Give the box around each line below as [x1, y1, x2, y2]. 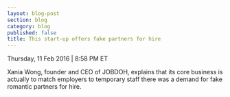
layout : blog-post [7, 10, 60, 17]
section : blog [7, 17, 48, 23]
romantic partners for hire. [7, 83, 82, 91]
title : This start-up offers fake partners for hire [7, 36, 161, 43]
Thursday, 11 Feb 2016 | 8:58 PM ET [7, 54, 108, 63]
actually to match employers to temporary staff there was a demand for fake [7, 75, 223, 83]
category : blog [7, 23, 51, 30]
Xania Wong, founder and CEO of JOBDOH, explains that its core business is [7, 68, 223, 76]
